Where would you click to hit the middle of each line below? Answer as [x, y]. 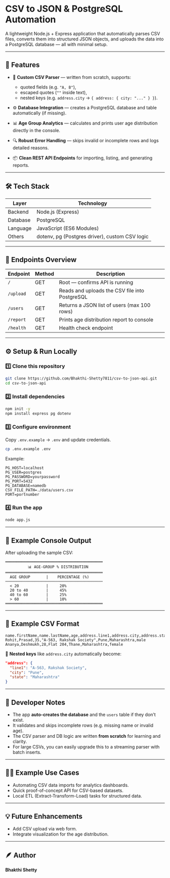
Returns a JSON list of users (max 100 [105, 305]
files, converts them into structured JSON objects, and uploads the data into [84, 39]
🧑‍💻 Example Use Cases [42, 773]
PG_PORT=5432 [19, 481]
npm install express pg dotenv [38, 413]
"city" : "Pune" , [27, 673]
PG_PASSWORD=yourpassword [32, 477]
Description [111, 274]
